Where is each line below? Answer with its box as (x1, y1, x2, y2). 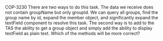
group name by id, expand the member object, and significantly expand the (5, 15, 159, 20)
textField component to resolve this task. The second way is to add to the (5, 20, 155, 26)
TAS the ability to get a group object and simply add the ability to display (5, 25, 153, 31)
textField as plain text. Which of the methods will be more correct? (5, 31, 140, 36)
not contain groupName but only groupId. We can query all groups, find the (5, 9, 158, 15)
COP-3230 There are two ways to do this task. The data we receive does (5, 4, 154, 10)
